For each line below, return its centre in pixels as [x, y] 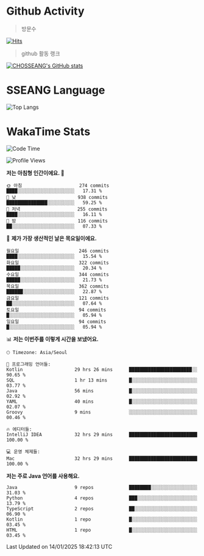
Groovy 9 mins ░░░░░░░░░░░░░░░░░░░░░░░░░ [102, 412]
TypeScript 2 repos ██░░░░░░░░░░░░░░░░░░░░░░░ [102, 509]
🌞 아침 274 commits [58, 186]
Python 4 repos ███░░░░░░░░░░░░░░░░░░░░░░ [102, 498]
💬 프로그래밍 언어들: [29, 364]
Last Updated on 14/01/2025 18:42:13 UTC [59, 546]
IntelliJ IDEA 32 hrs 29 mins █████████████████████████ [102, 434]
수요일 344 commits [58, 274]
